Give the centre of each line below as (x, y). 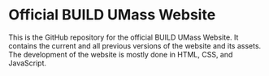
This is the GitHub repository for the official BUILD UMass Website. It (124, 37)
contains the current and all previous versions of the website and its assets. (135, 45)
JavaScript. (28, 63)
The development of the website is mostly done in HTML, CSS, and (121, 54)
